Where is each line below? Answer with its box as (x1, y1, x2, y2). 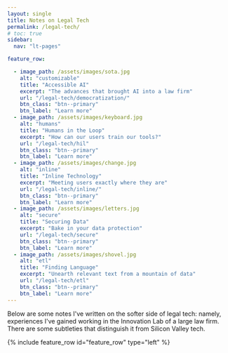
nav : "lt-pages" (13, 43, 61, 50)
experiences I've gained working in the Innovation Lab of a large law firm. (7, 317, 220, 325)
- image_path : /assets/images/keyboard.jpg (13, 114, 142, 121)
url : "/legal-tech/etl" (20, 277, 90, 284)
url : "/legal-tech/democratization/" (20, 94, 130, 102)
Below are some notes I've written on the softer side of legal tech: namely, (7, 309, 222, 318)
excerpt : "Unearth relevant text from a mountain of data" (20, 271, 196, 278)
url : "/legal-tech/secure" (20, 231, 99, 239)
